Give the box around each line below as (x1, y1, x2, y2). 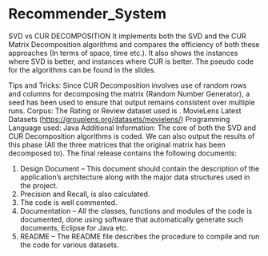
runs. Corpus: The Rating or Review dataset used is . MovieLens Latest (8, 105, 242, 116)
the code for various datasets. (19, 240, 120, 250)
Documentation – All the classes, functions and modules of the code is (19, 206, 253, 215)
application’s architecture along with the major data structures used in (19, 172, 250, 182)
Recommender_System (8, 5, 166, 23)
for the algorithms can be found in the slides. (8, 65, 156, 74)
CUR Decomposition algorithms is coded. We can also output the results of (8, 131, 255, 140)
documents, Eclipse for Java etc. (19, 223, 129, 232)
